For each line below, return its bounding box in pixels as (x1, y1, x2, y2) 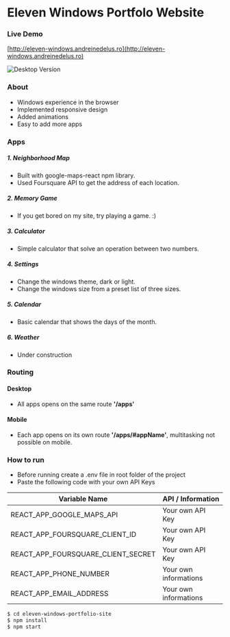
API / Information (162, 495, 220, 504)
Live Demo (7, 29, 43, 39)
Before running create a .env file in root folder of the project (16, 471, 186, 479)
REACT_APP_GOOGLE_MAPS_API (10, 510, 118, 520)
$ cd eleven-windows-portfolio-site (7, 611, 112, 618)
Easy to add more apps (16, 120, 83, 128)
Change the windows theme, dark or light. (16, 277, 136, 286)
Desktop (7, 385, 32, 393)
